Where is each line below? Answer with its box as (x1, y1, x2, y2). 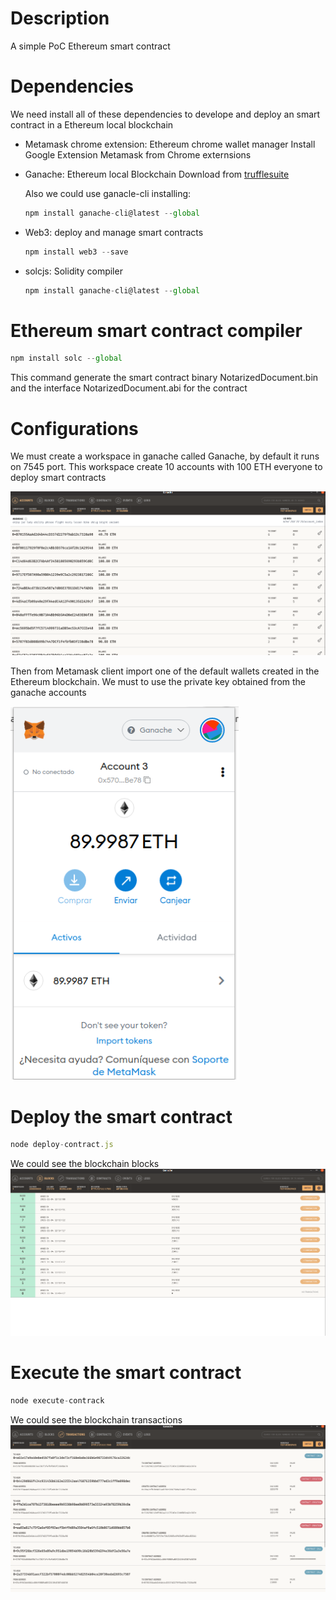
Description (10, 7, 110, 30)
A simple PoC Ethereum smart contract (10, 40, 171, 52)
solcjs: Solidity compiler (24, 265, 123, 277)
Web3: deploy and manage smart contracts (24, 226, 204, 238)
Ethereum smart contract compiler (10, 319, 303, 342)
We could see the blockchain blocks (10, 1158, 160, 1170)
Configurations (10, 417, 139, 440)
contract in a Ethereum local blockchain (10, 118, 174, 131)
